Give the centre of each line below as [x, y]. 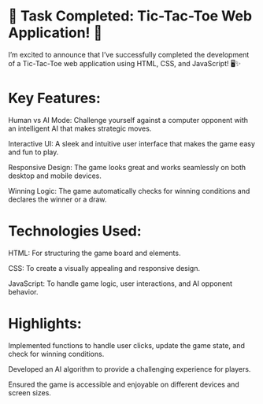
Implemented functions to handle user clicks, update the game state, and [127, 345]
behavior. [23, 291]
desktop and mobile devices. [55, 176]
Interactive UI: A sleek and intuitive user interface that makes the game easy [132, 143]
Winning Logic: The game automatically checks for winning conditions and [129, 191]
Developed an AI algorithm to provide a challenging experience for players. [130, 369]
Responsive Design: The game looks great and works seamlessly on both [127, 167]
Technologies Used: [75, 231]
